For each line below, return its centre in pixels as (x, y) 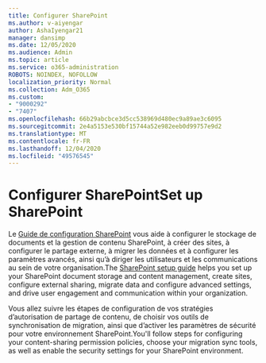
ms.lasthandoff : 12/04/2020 (55, 149)
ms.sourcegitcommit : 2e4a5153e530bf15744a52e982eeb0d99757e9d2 (115, 126)
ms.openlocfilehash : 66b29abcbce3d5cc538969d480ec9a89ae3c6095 (115, 119)
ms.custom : (26, 97)
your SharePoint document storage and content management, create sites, (130, 276)
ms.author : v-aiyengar (46, 23)
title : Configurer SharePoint (58, 15)
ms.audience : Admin (40, 52)
